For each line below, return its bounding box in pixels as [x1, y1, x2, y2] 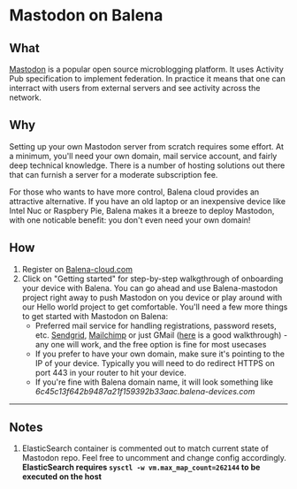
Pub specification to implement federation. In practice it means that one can [9, 73, 286, 84]
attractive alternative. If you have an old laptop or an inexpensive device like [9, 195, 286, 206]
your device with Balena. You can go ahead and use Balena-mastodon [21, 282, 278, 293]
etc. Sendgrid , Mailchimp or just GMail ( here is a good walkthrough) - [34, 329, 288, 340]
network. [9, 92, 42, 103]
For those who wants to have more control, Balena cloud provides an [9, 187, 260, 197]
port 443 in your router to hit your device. [34, 367, 187, 378]
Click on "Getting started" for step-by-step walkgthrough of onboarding [21, 273, 284, 284]
